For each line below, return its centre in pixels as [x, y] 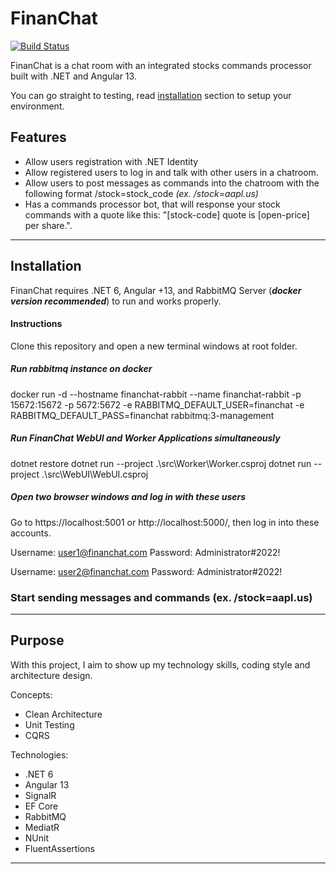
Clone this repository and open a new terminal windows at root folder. [154, 346]
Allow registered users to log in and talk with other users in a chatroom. [171, 172]
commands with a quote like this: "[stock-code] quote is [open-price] [167, 214]
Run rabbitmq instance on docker [81, 369]
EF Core [41, 806]
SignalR [40, 795]
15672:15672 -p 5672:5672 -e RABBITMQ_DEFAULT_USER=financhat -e [157, 404]
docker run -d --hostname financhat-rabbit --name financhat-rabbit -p [156, 394]
